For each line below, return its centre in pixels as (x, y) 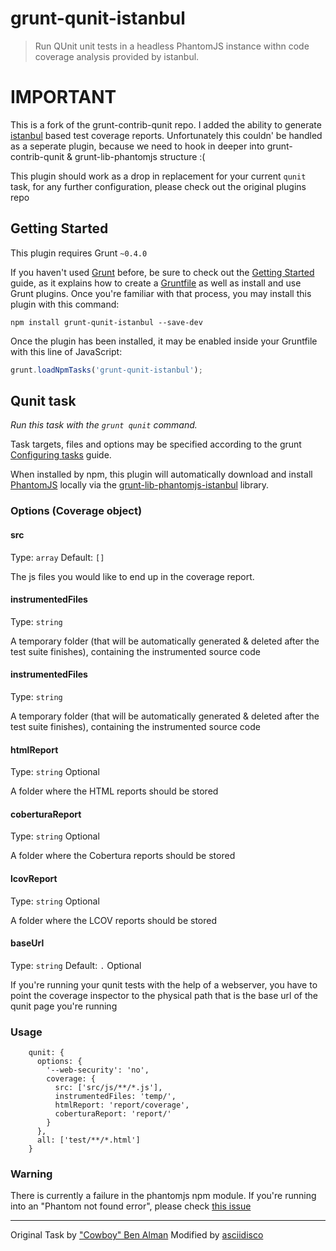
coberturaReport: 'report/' (113, 1114)
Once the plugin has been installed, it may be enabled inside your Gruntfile (164, 341)
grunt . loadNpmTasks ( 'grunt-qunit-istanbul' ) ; (106, 370)
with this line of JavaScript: (66, 351)
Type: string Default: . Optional (76, 965)
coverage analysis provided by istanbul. (117, 56)
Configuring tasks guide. (61, 455)
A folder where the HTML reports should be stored (114, 791)
